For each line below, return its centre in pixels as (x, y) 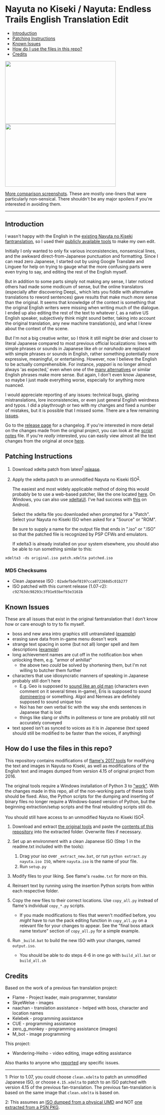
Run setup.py (33, 867)
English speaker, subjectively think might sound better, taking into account (80, 318)
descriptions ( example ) (35, 649)
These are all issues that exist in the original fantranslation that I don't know (82, 619)
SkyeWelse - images (33, 1003)
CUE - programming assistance (44, 1024)
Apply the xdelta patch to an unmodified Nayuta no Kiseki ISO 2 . (76, 479)
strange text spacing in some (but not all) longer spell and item (75, 644)
